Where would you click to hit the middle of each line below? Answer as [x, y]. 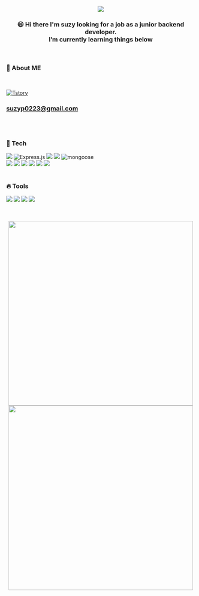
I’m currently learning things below [101, 39]
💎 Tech [16, 143]
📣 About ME [24, 68]
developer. [101, 32]
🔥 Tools [17, 186]
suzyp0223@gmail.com [42, 108]
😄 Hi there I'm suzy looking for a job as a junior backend [101, 24]
